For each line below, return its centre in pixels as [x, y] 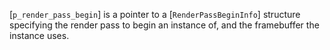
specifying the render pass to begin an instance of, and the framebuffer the [164, 25]
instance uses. [39, 35]
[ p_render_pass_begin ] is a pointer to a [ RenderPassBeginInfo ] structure [155, 14]
